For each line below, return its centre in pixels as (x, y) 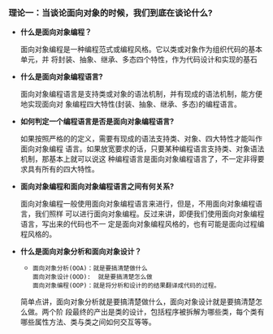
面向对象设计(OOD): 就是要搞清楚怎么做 (92, 277)
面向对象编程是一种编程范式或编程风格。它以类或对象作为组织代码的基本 (141, 50)
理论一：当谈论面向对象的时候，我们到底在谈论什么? (110, 12)
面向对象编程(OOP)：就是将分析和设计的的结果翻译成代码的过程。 (126, 286)
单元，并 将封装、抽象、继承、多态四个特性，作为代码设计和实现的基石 (139, 59)
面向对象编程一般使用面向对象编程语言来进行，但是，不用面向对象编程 (138, 204)
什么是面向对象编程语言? (61, 77)
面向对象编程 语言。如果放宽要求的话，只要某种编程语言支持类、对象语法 (142, 149)
